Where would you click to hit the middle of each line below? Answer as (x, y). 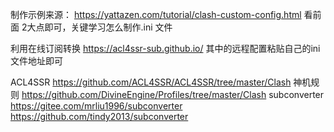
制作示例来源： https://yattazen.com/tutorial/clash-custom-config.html (156, 14)
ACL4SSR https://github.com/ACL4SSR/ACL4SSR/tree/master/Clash (151, 82)
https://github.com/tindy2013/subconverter (99, 116)
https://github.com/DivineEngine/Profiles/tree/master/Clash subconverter (173, 94)
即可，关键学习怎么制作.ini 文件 (108, 27)
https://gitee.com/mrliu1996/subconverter (96, 106)
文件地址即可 (36, 61)
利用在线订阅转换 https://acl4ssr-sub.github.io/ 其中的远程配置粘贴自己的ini (165, 48)
